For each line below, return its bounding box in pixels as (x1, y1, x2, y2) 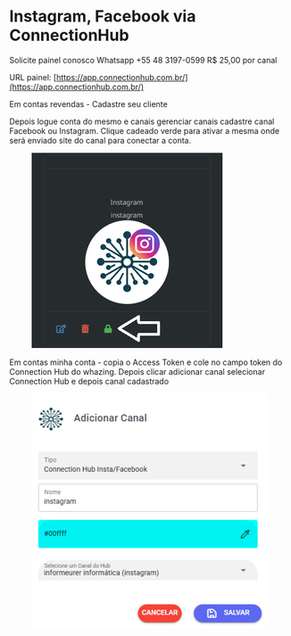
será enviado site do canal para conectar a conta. (9, 135, 192, 145)
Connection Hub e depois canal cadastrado (9, 376, 170, 386)
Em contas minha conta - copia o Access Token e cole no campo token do (9, 357, 283, 368)
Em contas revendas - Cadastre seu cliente (9, 98, 168, 109)
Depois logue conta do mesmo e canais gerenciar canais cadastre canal (9, 116, 275, 127)
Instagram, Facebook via (9, 6, 196, 27)
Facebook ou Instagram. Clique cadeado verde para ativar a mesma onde (9, 125, 279, 136)
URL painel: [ (9, 71, 57, 82)
